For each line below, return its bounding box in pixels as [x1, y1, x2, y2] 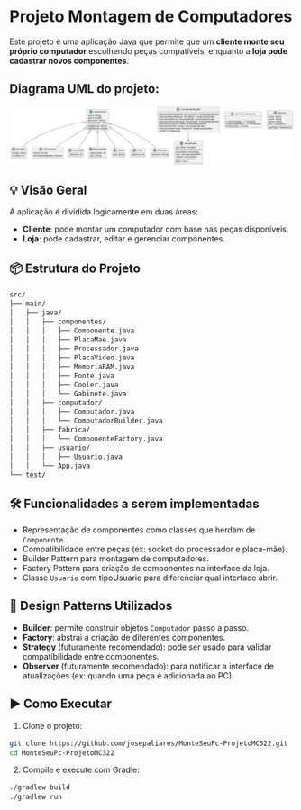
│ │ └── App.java [9, 461, 91, 470]
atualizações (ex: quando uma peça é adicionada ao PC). [22, 669, 234, 681]
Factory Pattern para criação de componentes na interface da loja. [22, 563, 270, 574]
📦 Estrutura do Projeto [9, 260, 141, 276]
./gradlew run [9, 793, 63, 802]
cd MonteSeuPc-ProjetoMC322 [9, 748, 115, 758]
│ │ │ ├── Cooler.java [9, 380, 119, 389]
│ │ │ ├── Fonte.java [9, 371, 115, 380]
